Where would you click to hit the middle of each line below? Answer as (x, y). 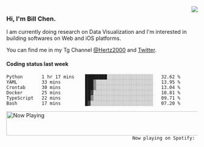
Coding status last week (37, 64)
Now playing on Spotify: (164, 138)
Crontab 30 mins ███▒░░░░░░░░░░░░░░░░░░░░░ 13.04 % (93, 87)
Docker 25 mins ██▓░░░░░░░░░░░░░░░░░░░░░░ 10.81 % (93, 93)
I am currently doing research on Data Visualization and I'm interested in (97, 32)
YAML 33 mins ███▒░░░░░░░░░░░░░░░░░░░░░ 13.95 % (93, 82)
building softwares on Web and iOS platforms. (64, 38)
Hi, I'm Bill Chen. (31, 19)
